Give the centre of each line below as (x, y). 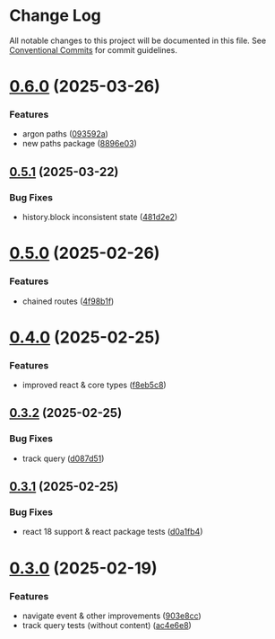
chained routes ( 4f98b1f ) (68, 301)
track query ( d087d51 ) (63, 458)
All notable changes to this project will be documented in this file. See (138, 40)
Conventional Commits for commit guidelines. (93, 49)
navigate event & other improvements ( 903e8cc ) (112, 616)
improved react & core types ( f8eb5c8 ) (95, 385)
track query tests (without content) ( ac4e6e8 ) (107, 625)
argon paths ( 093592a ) (65, 134)
